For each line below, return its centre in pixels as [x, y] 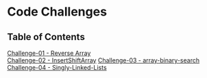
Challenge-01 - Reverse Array [49, 53]
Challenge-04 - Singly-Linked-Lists [57, 67]
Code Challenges [57, 12]
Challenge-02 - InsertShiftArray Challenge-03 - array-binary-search [103, 60]
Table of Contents [46, 37]
